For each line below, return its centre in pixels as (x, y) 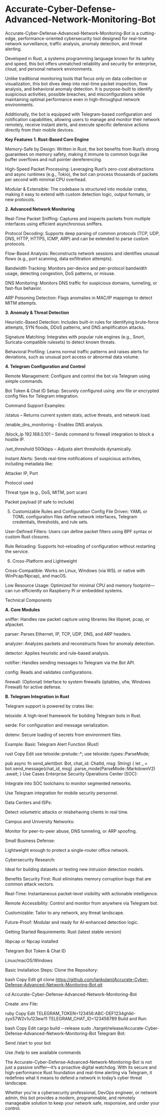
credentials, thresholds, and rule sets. (50, 522)
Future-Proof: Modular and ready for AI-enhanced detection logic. (72, 922)
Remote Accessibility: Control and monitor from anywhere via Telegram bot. (82, 903)
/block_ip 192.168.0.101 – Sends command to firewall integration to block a (80, 434)
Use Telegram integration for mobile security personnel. (62, 793)
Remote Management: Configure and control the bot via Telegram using (78, 376)
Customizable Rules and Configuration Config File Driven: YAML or (80, 511)
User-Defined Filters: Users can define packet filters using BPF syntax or (79, 531)
